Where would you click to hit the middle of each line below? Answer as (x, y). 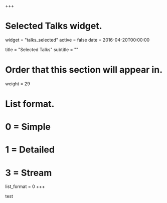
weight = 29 (18, 84)
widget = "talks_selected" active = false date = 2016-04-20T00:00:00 (77, 40)
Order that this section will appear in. (84, 70)
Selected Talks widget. (54, 26)
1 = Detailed (30, 150)
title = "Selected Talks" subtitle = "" (42, 49)
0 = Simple (28, 127)
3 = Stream (29, 173)
